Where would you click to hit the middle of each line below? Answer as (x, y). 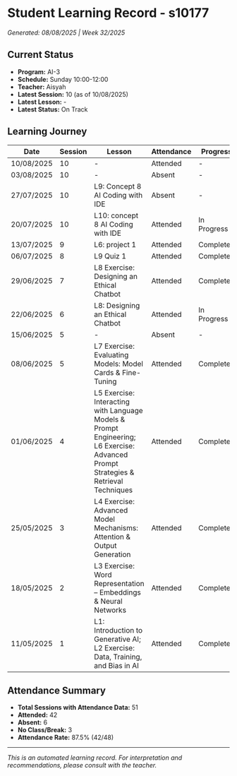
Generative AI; (117, 639)
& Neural (108, 601)
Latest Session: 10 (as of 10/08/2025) (73, 94)
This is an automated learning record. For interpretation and (95, 758)
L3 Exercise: (115, 566)
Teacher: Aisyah (42, 87)
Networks (110, 610)
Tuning (105, 381)
